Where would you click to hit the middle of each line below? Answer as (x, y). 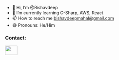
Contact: (16, 38)
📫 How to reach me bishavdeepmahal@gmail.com (63, 18)
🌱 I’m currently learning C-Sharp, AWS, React (58, 13)
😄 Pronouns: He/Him (33, 25)
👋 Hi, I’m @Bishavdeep (35, 8)
